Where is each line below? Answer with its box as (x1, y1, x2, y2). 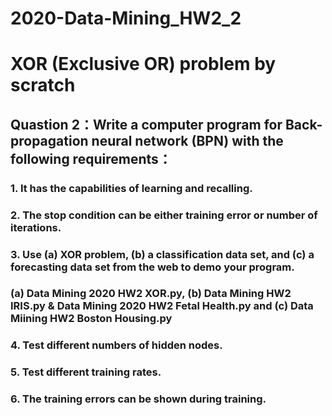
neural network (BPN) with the (91, 132, 284, 149)
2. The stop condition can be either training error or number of (10, 208, 318, 222)
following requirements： (10, 150, 172, 167)
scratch (10, 74, 76, 97)
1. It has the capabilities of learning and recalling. (10, 181, 253, 195)
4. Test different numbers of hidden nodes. (10, 338, 223, 352)
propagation (10, 132, 89, 149)
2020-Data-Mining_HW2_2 (10, 7, 242, 30)
